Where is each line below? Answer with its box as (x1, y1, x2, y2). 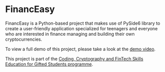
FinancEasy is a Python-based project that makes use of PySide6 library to (5, 20, 160, 26)
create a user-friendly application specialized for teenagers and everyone (5, 25, 158, 31)
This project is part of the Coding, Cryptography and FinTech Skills (5, 55, 143, 61)
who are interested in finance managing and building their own (5, 31, 135, 37)
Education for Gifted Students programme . (5, 61, 93, 67)
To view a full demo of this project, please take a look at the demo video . (5, 46, 156, 52)
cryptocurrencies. (5, 36, 42, 42)
